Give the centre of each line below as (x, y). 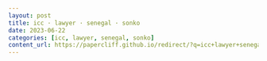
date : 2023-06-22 (37, 30)
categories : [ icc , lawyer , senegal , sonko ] (81, 38)
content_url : (30, 45)
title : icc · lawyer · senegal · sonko (74, 23)
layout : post (30, 15)
